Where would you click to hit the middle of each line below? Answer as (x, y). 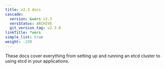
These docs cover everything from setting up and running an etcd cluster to (83, 56)
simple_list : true (24, 37)
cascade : (14, 14)
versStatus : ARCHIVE (31, 23)
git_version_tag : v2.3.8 (35, 28)
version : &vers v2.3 (31, 19)
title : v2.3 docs (23, 10)
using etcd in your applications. (37, 61)
